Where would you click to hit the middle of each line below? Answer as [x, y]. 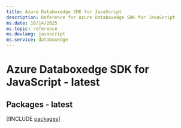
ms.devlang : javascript [36, 34]
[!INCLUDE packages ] [33, 119]
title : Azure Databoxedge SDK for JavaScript [64, 12]
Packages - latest [40, 104]
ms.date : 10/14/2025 [32, 23]
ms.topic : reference [32, 29]
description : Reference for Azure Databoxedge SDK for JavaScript [91, 17]
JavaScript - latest [53, 82]
